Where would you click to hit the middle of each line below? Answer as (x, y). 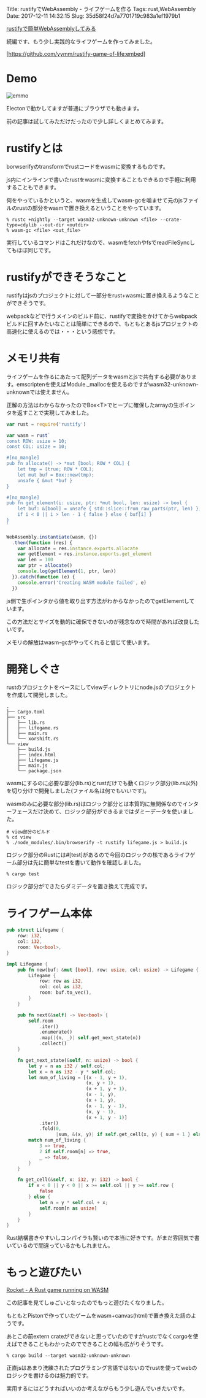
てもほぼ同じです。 (30, 250)
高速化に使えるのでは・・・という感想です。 (63, 331)
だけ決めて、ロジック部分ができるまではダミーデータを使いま (110, 812)
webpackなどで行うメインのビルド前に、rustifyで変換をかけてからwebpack (102, 316)
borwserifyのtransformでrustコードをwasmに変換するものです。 (87, 166)
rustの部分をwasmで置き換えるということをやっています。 (90, 208)
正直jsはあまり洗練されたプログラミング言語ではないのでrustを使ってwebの (102, 1368)
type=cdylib (21, 225)
